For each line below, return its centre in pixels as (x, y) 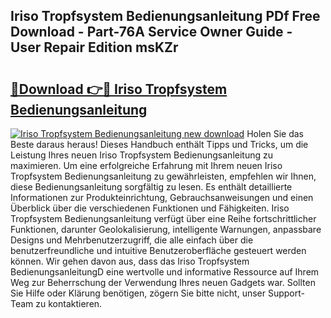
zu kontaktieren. (69, 303)
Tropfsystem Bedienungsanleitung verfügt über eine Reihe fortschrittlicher (163, 218)
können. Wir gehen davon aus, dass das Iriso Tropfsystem (130, 261)
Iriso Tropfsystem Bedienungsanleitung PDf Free (165, 16)
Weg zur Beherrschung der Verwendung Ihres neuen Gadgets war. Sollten (163, 282)
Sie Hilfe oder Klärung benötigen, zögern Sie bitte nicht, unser (138, 293)
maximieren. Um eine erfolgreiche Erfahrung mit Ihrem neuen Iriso (146, 165)
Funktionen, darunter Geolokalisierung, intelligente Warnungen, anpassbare (166, 229)
